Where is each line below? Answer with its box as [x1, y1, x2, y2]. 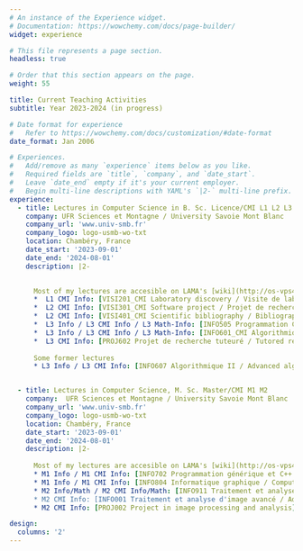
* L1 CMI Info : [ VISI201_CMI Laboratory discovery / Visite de [32, 294, 280, 304]
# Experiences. [9, 153, 67, 162]
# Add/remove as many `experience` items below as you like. [9, 161, 252, 171]
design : [9, 519, 39, 528]
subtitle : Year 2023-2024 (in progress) [9, 104, 164, 113]
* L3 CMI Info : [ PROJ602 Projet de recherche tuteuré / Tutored [32, 337, 284, 346]
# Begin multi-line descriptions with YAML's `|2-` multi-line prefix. [9, 186, 293, 195]
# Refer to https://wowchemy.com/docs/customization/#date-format [9, 128, 272, 138]
